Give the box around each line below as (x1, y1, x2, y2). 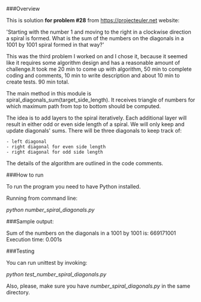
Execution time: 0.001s (6, 236, 62, 243)
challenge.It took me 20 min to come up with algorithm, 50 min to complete (6, 65, 192, 73)
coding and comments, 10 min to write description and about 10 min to (6, 72, 180, 79)
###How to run (6, 171, 44, 178)
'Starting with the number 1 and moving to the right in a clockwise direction (6, 28, 191, 35)
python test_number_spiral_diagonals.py (6, 271, 107, 278)
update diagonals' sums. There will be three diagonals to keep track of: (6, 127, 182, 134)
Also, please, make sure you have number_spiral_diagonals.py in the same (6, 282, 191, 289)
